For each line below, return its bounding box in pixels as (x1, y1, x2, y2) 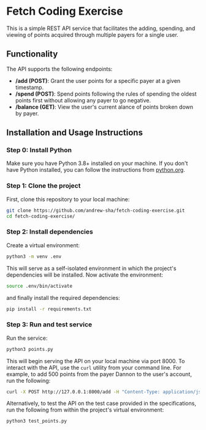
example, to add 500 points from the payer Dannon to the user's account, (6, 370, 192, 378)
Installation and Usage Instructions (6, 128, 143, 138)
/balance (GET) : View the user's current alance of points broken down (15, 103, 194, 110)
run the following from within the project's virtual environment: (6, 406, 164, 413)
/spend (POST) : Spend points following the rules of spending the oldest (15, 90, 197, 98)
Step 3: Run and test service (6, 320, 93, 329)
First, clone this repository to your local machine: (6, 195, 130, 203)
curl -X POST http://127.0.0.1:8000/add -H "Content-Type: (6, 388, 161, 395)
